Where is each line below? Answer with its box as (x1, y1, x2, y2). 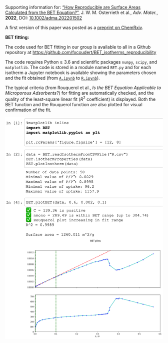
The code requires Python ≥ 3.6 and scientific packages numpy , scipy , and (5, 59, 157, 65)
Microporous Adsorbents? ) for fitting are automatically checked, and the (5, 90, 154, 96)
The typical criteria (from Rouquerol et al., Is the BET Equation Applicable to (5, 85, 161, 91)
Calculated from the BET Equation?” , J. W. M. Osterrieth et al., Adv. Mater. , (5, 10, 158, 16)
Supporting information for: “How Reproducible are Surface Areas (5, 5, 141, 10)
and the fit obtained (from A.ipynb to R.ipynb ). (5, 75, 100, 81)
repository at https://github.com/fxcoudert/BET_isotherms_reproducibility (5, 50, 156, 55)
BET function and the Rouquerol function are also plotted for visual (5, 101, 142, 107)
